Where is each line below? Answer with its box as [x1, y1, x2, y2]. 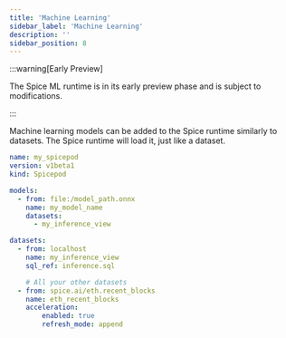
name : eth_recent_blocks [25, 295, 119, 304]
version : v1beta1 [9, 161, 75, 170]
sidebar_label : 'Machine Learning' [9, 22, 144, 31]
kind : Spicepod [9, 169, 67, 179]
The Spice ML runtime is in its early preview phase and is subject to [9, 81, 262, 92]
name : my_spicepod [9, 153, 79, 162]
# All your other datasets [25, 277, 128, 286]
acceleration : [25, 303, 79, 313]
